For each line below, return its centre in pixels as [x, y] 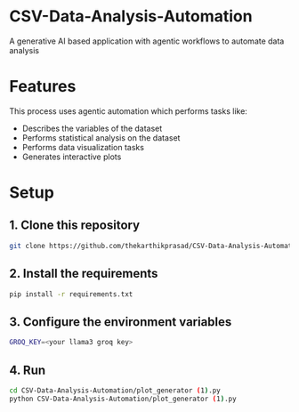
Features [43, 87]
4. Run [28, 370]
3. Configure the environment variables [121, 322]
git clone [28, 246]
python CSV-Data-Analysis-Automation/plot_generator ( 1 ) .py [123, 399]
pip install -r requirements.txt [71, 294]
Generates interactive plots [72, 157]
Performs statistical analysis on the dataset [101, 137]
